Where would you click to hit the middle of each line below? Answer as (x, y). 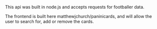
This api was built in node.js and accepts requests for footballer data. (75, 7)
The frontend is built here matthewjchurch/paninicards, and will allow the (78, 16)
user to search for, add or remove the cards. (49, 22)
